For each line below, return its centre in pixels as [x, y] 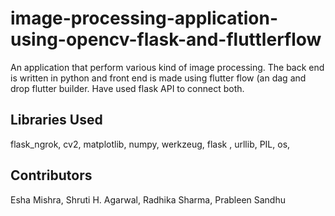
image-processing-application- [144, 18]
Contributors [51, 175]
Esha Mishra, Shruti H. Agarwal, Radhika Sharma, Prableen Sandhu [148, 199]
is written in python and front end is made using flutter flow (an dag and [158, 78]
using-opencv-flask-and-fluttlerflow [166, 39]
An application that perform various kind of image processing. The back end [167, 67]
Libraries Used [56, 120]
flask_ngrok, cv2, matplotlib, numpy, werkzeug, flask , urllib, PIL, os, [150, 144]
